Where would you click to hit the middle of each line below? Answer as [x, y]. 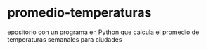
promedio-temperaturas [79, 13]
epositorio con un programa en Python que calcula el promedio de [103, 32]
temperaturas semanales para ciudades [65, 39]
